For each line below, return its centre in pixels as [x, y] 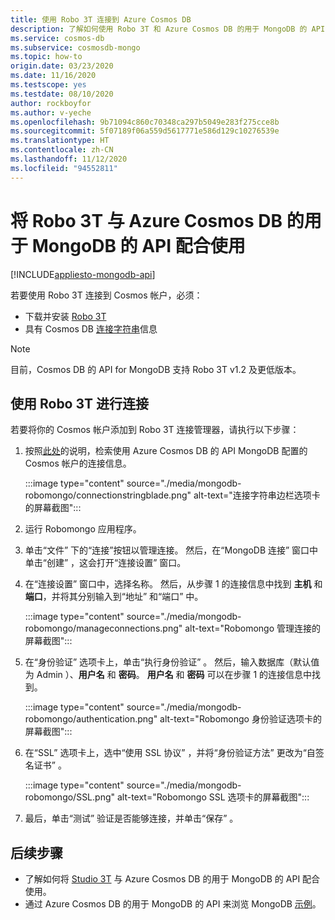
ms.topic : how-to [46, 57]
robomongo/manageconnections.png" [103, 628]
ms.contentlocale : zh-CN [62, 150]
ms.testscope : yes [48, 85]
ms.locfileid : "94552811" [64, 168]
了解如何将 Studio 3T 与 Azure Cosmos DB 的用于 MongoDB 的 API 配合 [172, 879]
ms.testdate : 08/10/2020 [62, 94]
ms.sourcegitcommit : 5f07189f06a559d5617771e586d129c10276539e [145, 131]
